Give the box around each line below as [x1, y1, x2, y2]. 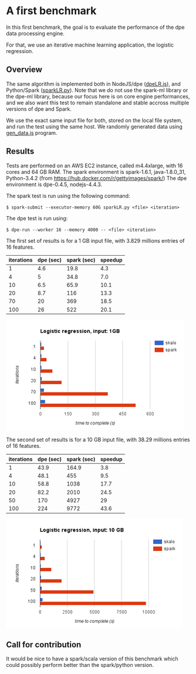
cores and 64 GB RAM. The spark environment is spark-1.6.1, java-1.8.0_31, [6, 168, 186, 175]
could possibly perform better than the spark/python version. [6, 662, 154, 669]
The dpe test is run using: [6, 214, 68, 222]
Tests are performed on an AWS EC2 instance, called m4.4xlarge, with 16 [6, 162, 183, 169]
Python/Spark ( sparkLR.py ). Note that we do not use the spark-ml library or [6, 87, 188, 94]
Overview [6, 65, 43, 75]
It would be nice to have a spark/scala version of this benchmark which [6, 655, 179, 662]
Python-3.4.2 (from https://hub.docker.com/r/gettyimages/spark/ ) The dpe [6, 174, 187, 181]
